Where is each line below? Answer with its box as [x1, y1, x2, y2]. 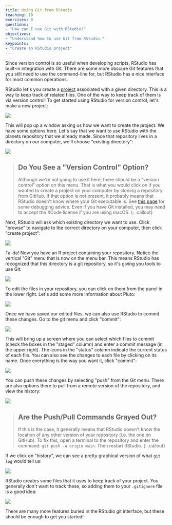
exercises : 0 [5, 17, 33, 22]
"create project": [5, 230, 41, 236]
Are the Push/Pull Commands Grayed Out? [17, 413, 157, 421]
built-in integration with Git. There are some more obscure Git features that [5, 65, 164, 71]
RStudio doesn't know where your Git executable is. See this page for [17, 198, 165, 204]
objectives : [5, 31, 31, 36]
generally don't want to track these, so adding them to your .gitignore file [5, 483, 163, 490]
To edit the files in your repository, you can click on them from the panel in [5, 286, 163, 292]
